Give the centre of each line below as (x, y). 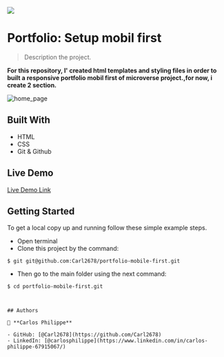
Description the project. (58, 57)
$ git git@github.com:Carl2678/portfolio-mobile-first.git (94, 261)
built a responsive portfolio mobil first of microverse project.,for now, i (110, 78)
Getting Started (41, 211)
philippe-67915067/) (37, 347)
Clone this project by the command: (68, 249)
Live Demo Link (29, 190)
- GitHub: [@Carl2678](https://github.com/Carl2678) (84, 335)
